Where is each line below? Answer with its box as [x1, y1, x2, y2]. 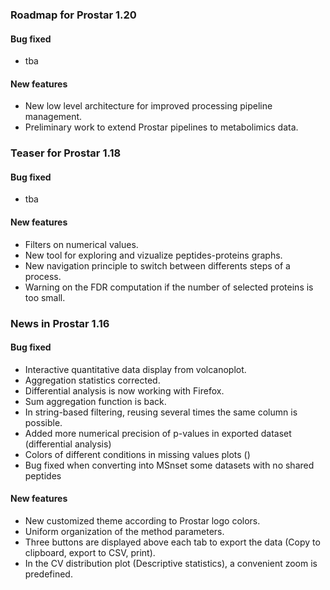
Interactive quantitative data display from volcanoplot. [24, 363, 247, 375]
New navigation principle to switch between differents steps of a [24, 259, 291, 272]
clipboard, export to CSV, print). [24, 546, 156, 558]
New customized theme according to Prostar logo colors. [24, 514, 261, 527]
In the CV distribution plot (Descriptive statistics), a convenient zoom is [24, 557, 318, 569]
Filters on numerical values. [24, 238, 139, 250]
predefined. [24, 568, 73, 580]
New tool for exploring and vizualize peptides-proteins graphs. [24, 249, 283, 261]
